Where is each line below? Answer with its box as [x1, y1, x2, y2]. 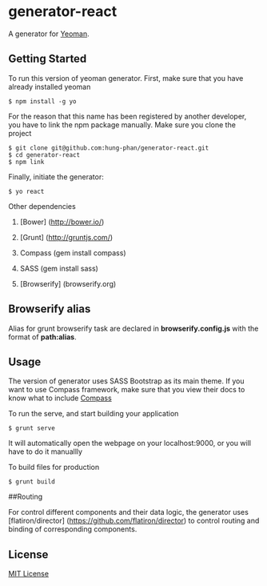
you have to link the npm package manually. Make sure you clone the [8, 119, 236, 130]
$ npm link [8, 158, 45, 166]
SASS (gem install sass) [19, 263, 98, 273]
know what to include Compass [8, 393, 112, 403]
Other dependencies [8, 201, 76, 211]
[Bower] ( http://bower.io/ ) [19, 217, 105, 227]
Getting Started [8, 52, 87, 66]
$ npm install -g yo [8, 97, 78, 106]
